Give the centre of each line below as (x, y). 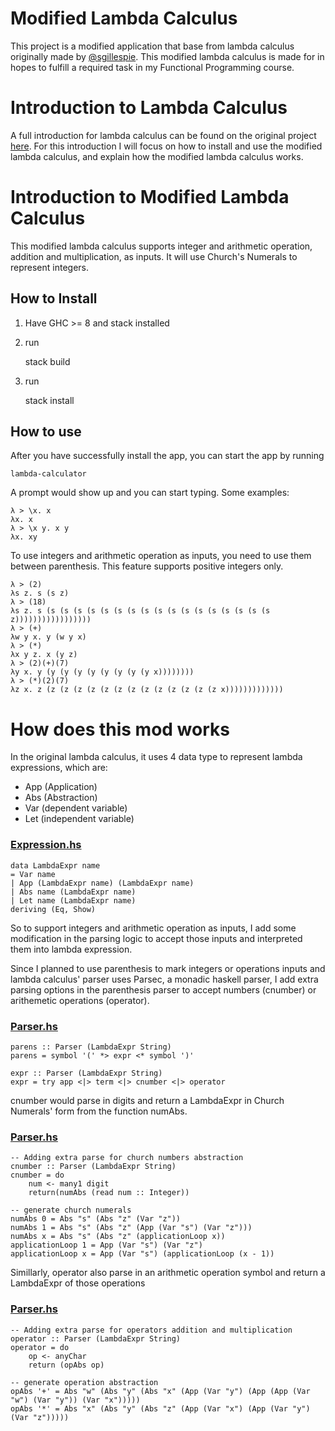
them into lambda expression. (71, 949)
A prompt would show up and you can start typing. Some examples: (150, 493)
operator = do (40, 1347)
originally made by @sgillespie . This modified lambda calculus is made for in (167, 56)
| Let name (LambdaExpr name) (73, 900)
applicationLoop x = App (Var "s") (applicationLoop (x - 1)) (142, 1254)
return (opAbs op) (66, 1365)
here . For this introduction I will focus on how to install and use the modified (166, 146)
